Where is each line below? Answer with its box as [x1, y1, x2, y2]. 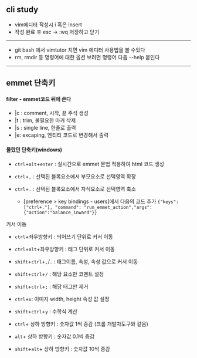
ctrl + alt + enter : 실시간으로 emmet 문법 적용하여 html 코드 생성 [14, 160, 164, 167]
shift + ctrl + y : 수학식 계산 [14, 308, 78, 315]
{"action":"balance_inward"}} [23, 210, 98, 215]
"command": [55, 204, 82, 210]
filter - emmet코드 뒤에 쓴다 [6, 95, 72, 102]
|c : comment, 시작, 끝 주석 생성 [14, 110, 89, 117]
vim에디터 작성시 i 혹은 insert [14, 21, 82, 28]
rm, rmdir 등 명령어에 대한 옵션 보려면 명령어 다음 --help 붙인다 [14, 53, 160, 60]
